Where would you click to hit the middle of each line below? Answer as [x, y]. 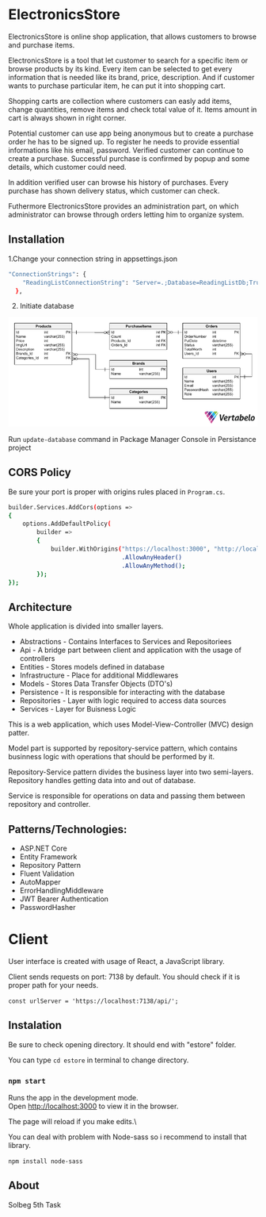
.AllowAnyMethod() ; [154, 566]
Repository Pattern [50, 866]
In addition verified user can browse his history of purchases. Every [118, 182]
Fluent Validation [47, 873]
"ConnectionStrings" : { [47, 274]
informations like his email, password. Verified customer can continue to [126, 150]
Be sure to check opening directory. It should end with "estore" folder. [122, 1044]
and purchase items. [42, 44]
